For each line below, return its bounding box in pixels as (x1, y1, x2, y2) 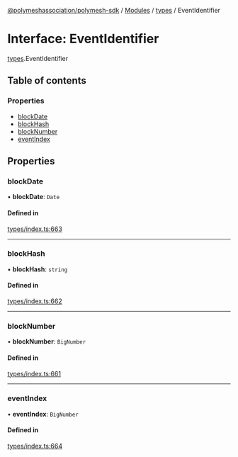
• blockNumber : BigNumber (7, 337, 86, 346)
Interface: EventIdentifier (7, 31, 159, 47)
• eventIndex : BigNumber (7, 410, 79, 418)
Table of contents (7, 74, 86, 87)
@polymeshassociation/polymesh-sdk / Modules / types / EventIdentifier (7, 6, 221, 14)
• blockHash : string (7, 265, 68, 273)
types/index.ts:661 (7, 369, 62, 378)
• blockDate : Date (7, 193, 60, 201)
